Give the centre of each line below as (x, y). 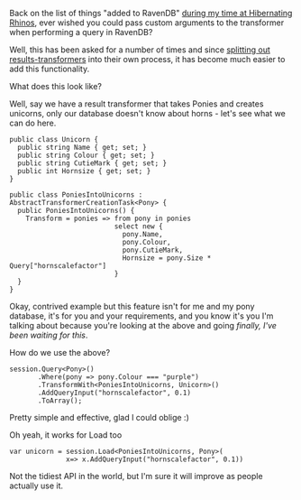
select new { (139, 227)
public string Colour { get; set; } (86, 155)
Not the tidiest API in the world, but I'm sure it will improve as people (136, 476)
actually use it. (36, 486)
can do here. (33, 123)
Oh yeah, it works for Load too (66, 435)
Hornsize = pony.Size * (167, 258)
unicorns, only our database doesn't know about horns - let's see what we (147, 113)
